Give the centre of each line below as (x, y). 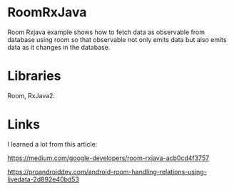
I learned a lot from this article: (52, 144)
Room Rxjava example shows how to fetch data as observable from (106, 32)
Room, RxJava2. (31, 95)
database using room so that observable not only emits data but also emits (117, 39)
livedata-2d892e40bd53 (44, 179)
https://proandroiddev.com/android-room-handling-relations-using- (107, 171)
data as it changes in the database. (59, 47)
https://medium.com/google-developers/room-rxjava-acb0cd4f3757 (108, 158)
